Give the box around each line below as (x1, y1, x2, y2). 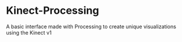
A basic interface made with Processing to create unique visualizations (6, 23, 177, 30)
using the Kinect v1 (6, 29, 52, 36)
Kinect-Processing (6, 4, 99, 17)
